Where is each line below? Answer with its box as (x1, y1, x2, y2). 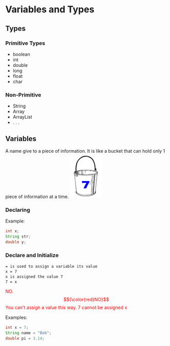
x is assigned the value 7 (5, 274, 63, 280)
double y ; (5, 240, 27, 245)
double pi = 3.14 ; (5, 336, 45, 341)
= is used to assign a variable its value (5, 264, 98, 269)
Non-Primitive (5, 91, 42, 98)
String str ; (5, 234, 31, 240)
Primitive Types (5, 40, 45, 47)
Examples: (5, 315, 27, 321)
